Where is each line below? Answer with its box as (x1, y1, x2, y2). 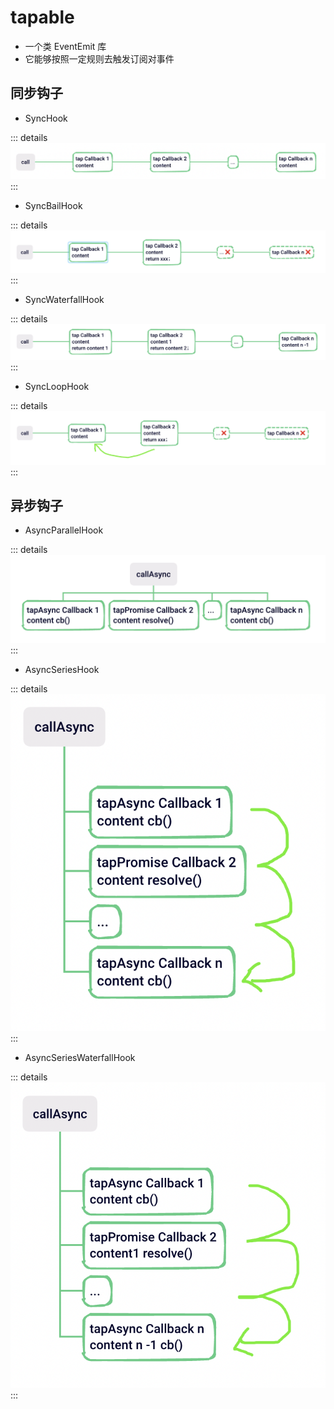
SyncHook (24, 112, 68, 124)
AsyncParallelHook (24, 524, 104, 536)
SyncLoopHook (24, 381, 90, 393)
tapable (10, 6, 75, 29)
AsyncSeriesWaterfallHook (24, 1051, 136, 1063)
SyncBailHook (24, 200, 83, 212)
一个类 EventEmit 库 (24, 40, 107, 52)
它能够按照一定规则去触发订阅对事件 (24, 52, 175, 65)
